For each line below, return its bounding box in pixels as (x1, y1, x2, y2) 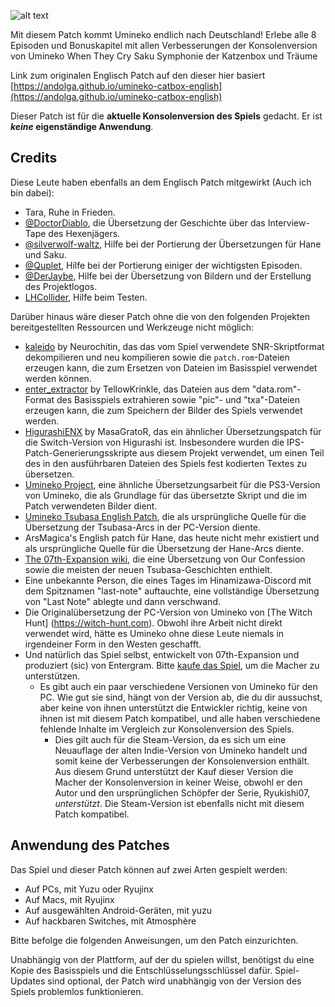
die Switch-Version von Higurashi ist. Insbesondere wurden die (24, 436, 285, 448)
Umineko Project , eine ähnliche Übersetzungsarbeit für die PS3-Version (24, 478, 321, 490)
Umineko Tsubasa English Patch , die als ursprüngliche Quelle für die (24, 510, 307, 522)
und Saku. (24, 248, 67, 260)
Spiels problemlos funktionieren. (10, 985, 144, 997)
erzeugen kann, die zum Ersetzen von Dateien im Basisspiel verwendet (24, 361, 318, 374)
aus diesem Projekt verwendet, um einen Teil (139, 446, 325, 459)
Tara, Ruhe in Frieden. (24, 206, 116, 218)
